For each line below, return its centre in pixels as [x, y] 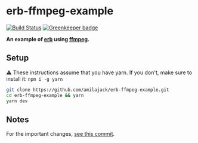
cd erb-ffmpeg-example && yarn [45, 95]
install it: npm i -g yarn [35, 78]
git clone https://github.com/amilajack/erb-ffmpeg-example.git [88, 90]
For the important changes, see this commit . [61, 134]
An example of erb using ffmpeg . [48, 39]
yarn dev [17, 101]
